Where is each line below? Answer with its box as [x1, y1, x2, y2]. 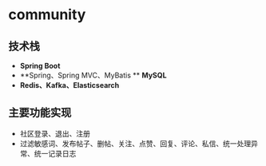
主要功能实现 [8, 106, 72, 120]
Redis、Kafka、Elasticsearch [19, 81, 120, 89]
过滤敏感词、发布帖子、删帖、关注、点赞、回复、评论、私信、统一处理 [19, 138, 252, 148]
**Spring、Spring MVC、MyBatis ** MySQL [19, 70, 167, 80]
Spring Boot [19, 61, 61, 70]
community [8, 6, 86, 24]
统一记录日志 [34, 148, 77, 158]
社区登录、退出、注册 [19, 128, 90, 138]
